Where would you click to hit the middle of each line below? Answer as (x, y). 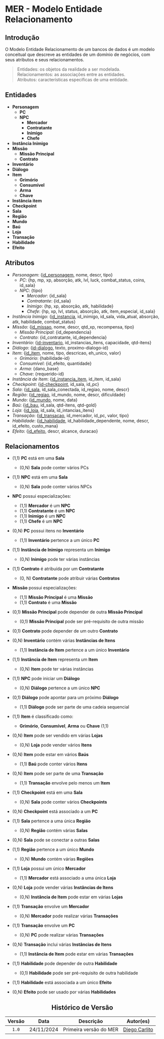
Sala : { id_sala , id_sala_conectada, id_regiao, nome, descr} (71, 389)
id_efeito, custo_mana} (35, 426)
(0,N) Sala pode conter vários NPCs (56, 487)
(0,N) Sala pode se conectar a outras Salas (56, 840)
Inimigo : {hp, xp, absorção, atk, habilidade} (70, 306)
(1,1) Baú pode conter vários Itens (53, 764)
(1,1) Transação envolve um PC (43, 926)
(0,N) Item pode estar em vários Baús (50, 755)
